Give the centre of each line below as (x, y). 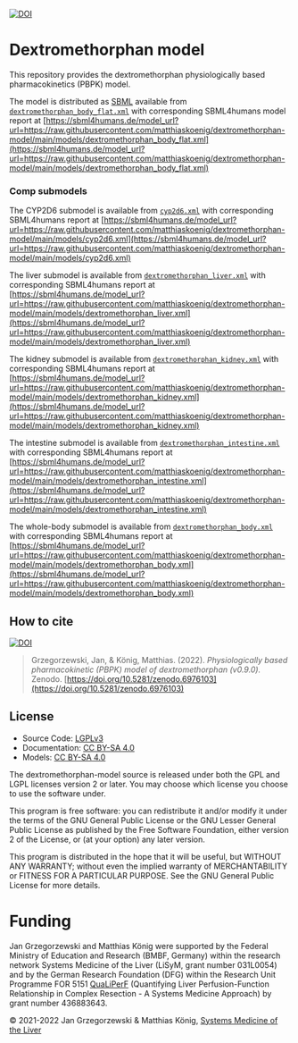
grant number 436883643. (58, 1003)
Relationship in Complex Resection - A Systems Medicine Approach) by (141, 993)
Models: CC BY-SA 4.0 (64, 757)
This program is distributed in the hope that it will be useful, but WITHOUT (145, 856)
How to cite (41, 621)
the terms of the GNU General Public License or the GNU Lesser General (143, 820)
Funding (40, 921)
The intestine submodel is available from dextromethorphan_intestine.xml (145, 443)
